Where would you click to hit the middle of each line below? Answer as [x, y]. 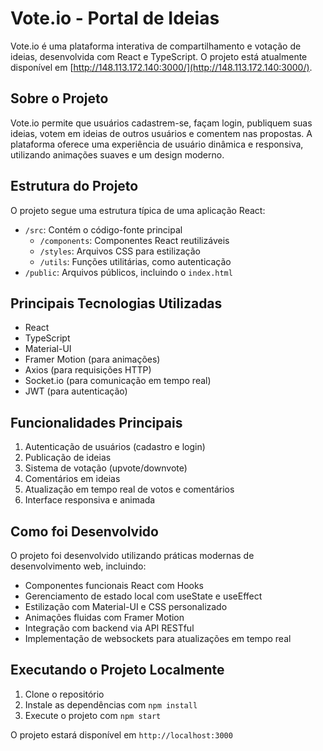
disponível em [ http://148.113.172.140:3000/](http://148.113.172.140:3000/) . [161, 67]
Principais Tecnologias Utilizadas [116, 303]
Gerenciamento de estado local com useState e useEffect [143, 596]
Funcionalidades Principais [96, 422]
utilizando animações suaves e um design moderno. [117, 154]
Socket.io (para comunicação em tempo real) [118, 381]
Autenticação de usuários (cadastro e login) [115, 447]
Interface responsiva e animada [90, 500]
